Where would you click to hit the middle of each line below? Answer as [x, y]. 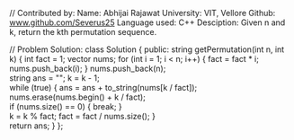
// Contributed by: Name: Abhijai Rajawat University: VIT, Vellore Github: [143, 13]
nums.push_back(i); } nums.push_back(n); [88, 68]
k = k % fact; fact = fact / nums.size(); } [82, 116]
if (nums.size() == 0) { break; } [66, 106]
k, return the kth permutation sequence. [83, 32]
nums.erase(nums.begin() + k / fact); [78, 97]
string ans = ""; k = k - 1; [55, 78]
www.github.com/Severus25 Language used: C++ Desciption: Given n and [147, 22]
